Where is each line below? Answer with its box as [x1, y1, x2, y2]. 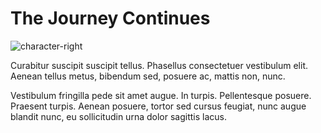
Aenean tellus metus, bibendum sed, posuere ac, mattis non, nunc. [10, 70, 286, 82]
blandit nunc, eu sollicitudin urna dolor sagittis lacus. [10, 110, 227, 122]
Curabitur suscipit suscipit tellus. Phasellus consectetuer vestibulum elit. [10, 59, 309, 71]
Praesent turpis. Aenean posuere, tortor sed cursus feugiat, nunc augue [10, 100, 307, 112]
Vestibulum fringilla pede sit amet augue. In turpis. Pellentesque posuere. [10, 89, 312, 101]
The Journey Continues [10, 7, 211, 30]
